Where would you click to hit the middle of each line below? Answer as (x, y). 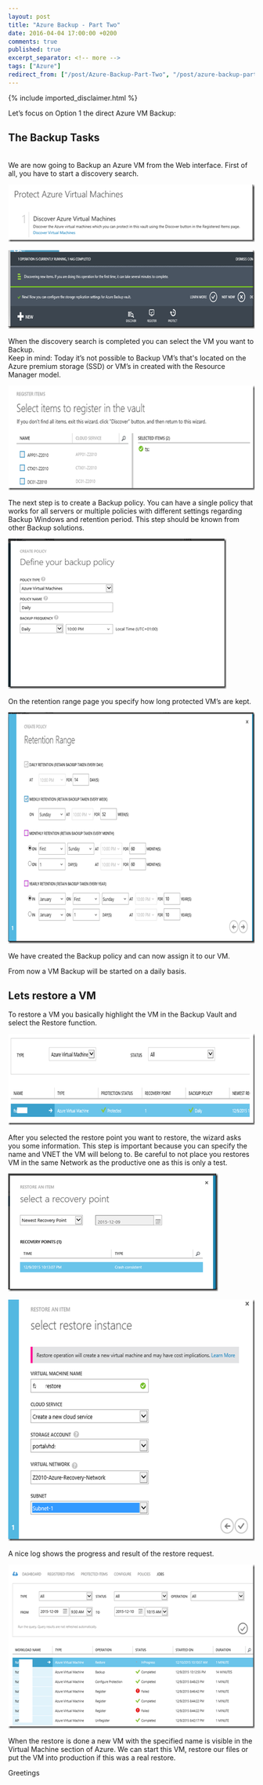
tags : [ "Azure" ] (34, 67)
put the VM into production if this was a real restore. (92, 1758)
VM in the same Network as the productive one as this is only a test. (118, 1163)
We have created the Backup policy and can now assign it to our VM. (119, 956)
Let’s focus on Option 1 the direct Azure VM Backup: (92, 113)
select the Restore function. (53, 1023)
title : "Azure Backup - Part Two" (65, 25)
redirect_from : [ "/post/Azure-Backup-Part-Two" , (89, 75)
